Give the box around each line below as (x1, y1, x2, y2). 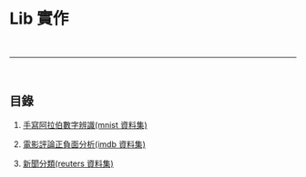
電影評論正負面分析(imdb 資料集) (22, 138, 146, 150)
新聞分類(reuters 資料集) (22, 158, 114, 169)
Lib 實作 (9, 8, 69, 29)
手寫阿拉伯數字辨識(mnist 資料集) (22, 119, 148, 130)
